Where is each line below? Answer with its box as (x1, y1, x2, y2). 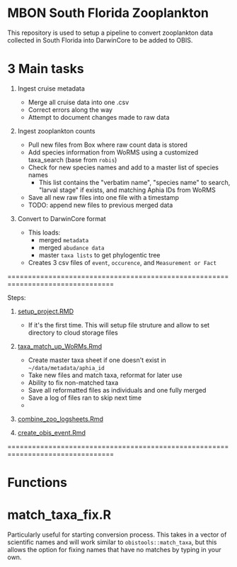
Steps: (7, 293, 26, 302)
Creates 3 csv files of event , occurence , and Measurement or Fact (28, 258, 217, 266)
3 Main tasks (7, 61, 84, 77)
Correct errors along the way (28, 105, 113, 114)
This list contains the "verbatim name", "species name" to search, (38, 178, 231, 186)
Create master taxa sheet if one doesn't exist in (28, 356, 166, 364)
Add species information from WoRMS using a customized (28, 147, 199, 157)
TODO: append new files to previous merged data (28, 201, 173, 209)
